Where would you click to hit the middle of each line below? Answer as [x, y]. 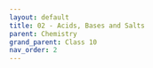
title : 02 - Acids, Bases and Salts [77, 26]
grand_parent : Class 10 [53, 42]
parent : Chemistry [43, 34]
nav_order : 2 [33, 50]
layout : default [39, 17]
